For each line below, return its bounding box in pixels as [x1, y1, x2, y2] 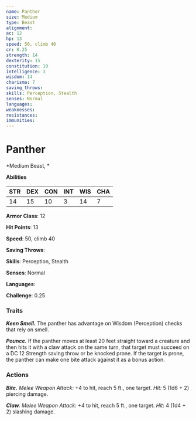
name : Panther [6, 8, 41, 15]
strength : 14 [6, 52, 38, 58]
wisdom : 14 [6, 74, 33, 80]
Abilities [6, 174, 27, 181]
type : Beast [6, 19, 35, 25]
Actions [6, 371, 29, 379]
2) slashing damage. [6, 408, 56, 415]
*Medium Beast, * [6, 162, 50, 169]
